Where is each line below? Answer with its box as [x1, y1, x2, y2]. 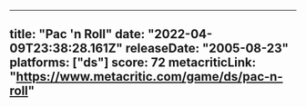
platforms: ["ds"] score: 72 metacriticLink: [9, 55, 257, 71]
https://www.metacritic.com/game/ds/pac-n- [15, 69, 283, 84]
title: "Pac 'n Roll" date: [9, 26, 146, 42]
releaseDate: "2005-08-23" [125, 41, 290, 56]
